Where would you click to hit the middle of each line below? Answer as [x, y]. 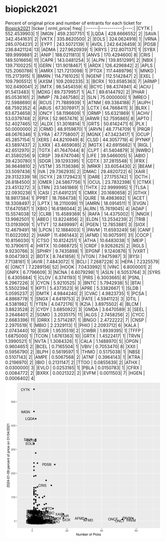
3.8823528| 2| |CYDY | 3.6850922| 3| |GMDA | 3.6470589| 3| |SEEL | [76, 309]
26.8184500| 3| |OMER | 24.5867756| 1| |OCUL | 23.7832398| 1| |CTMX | [80, 182]
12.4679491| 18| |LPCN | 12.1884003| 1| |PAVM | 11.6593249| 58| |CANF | [80, 230]
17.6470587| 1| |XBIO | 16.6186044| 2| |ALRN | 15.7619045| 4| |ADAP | [76, 209]
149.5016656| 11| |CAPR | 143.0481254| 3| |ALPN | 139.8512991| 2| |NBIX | [81, 60]
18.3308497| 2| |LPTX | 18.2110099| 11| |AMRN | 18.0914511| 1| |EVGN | [77, 203]
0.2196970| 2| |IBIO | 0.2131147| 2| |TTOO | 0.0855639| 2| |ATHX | [73, 362]
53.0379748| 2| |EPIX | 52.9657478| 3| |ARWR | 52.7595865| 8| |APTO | [79, 118]
